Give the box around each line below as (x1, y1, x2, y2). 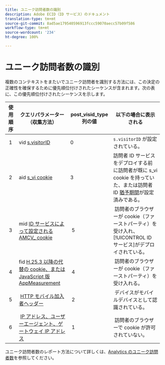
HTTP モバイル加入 (20, 293, 65, 300)
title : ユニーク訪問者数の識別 (5, 7, 61, 12)
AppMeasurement (19, 280, 60, 286)
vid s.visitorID (19, 139, 51, 145)
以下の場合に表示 (115, 111, 156, 118)
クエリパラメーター (20, 111, 65, 118)
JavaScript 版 (19, 273, 50, 280)
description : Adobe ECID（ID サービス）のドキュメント (5, 12, 110, 17)
